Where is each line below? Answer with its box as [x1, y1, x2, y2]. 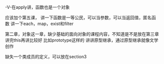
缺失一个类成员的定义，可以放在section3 [5, 54, 87, 60]
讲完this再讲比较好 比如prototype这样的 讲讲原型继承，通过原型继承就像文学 [5, 37, 159, 43]
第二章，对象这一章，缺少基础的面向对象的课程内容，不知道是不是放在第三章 [5, 31, 159, 37]
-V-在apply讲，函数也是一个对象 [5, 4, 70, 10]
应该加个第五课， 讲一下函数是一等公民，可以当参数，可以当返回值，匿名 [5, 15, 152, 21]
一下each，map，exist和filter [14, 21, 74, 26]
